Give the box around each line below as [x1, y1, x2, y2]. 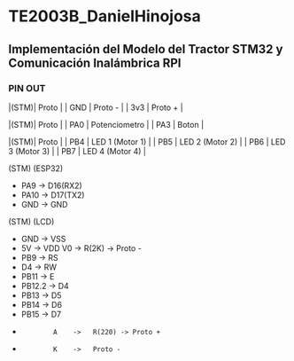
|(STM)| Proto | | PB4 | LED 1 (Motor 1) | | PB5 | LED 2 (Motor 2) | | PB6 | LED [8, 136, 286, 147]
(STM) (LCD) [8, 216, 55, 227]
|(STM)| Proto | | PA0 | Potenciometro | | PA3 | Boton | [8, 119, 205, 129]
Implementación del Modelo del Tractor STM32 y [8, 42, 283, 57]
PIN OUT [8, 82, 46, 94]
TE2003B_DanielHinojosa [8, 6, 201, 27]
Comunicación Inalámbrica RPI [8, 55, 182, 70]
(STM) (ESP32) [8, 162, 64, 174]
